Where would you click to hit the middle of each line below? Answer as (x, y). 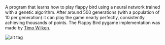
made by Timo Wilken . (28, 28)
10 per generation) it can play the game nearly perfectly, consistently (75, 17)
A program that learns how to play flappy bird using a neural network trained (82, 7)
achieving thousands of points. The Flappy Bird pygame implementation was (83, 22)
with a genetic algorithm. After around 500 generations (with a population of (82, 12)
